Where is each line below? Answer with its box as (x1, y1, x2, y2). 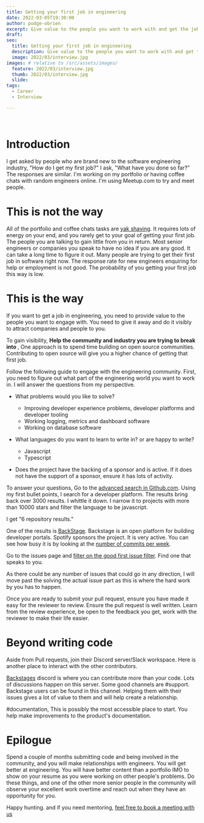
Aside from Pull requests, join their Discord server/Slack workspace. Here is (6, 656, 196, 663)
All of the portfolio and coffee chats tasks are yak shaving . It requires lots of (6, 225, 196, 232)
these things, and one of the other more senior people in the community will (6, 779, 196, 786)
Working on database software (24, 424, 101, 431)
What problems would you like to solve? (15, 393, 115, 400)
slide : (12, 77, 29, 83)
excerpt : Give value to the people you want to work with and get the (6, 26, 189, 32)
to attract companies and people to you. (6, 324, 106, 332)
